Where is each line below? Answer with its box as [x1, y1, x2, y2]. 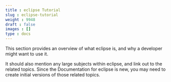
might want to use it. [5, 51, 49, 57]
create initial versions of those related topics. [5, 72, 100, 77]
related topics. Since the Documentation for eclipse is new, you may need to [5, 66, 166, 72]
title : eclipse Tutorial [5, 7, 60, 13]
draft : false [5, 22, 36, 27]
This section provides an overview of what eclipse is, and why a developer [5, 46, 163, 51]
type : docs [5, 31, 31, 36]
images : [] [5, 27, 31, 32]
